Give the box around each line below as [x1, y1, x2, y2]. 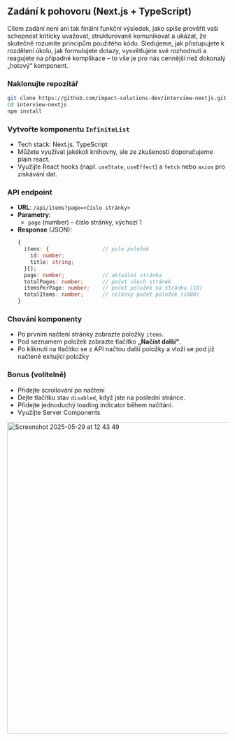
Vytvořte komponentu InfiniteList [7, 124, 130, 134]
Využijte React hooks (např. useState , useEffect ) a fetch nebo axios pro [17, 162, 225, 171]
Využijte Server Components [17, 408, 101, 416]
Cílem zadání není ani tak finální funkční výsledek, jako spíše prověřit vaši [7, 24, 219, 32]
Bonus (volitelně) [7, 370, 66, 380]
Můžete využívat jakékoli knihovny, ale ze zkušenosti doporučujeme [17, 148, 213, 156]
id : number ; [30, 252, 65, 260]
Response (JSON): [17, 225, 72, 234]
